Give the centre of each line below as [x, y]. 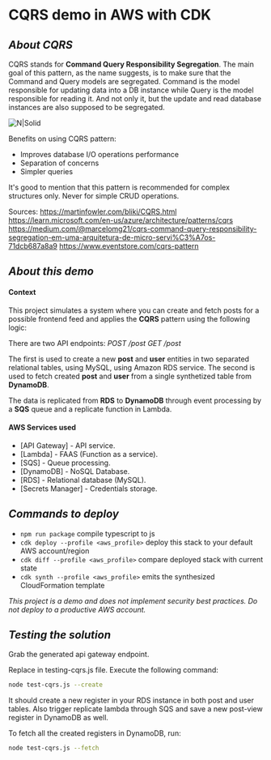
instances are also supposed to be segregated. [87, 107]
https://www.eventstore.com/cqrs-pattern [129, 246]
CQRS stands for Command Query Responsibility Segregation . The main [131, 64]
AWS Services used [42, 428]
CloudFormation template [62, 585]
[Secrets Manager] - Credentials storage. [89, 489]
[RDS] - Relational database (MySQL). [83, 480]
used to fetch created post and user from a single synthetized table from [130, 376]
